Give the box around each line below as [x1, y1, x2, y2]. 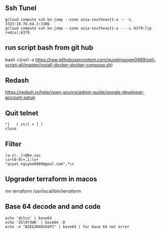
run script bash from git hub [5, 44, 93, 52]
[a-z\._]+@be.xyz [5, 153, 41, 158]
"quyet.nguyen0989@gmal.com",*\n [5, 162, 74, 167]
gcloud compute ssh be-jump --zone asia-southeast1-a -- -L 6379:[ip [5, 26, 152, 31]
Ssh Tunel [5, 4, 37, 12]
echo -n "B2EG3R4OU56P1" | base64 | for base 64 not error [5, 224, 130, 229]
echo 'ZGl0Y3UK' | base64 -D [5, 220, 65, 225]
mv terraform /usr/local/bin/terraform [5, 188, 81, 194]
